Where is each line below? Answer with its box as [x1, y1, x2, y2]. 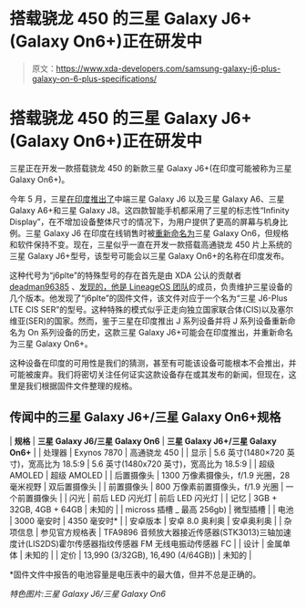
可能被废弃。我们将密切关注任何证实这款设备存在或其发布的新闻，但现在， [9, 368, 289, 379]
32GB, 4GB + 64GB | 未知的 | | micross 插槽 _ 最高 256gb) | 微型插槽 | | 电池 [9, 503, 294, 515]
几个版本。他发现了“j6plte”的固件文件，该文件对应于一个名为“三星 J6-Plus [9, 293, 289, 304]
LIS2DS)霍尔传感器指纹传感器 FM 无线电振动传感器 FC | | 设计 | [28, 538, 265, 549]
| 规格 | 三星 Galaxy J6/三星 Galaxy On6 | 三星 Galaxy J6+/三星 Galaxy [9, 435, 277, 447]
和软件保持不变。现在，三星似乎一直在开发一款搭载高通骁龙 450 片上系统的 [9, 239, 293, 250]
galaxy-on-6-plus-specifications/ [31, 73, 158, 84]
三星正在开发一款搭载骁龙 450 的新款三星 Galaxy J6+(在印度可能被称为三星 [9, 162, 293, 173]
